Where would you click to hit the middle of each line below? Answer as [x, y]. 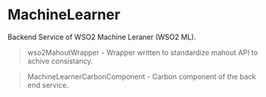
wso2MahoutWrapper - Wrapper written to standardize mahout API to [143, 52]
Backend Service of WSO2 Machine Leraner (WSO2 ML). [102, 37]
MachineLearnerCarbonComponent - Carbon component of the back [141, 76]
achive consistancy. [60, 61]
